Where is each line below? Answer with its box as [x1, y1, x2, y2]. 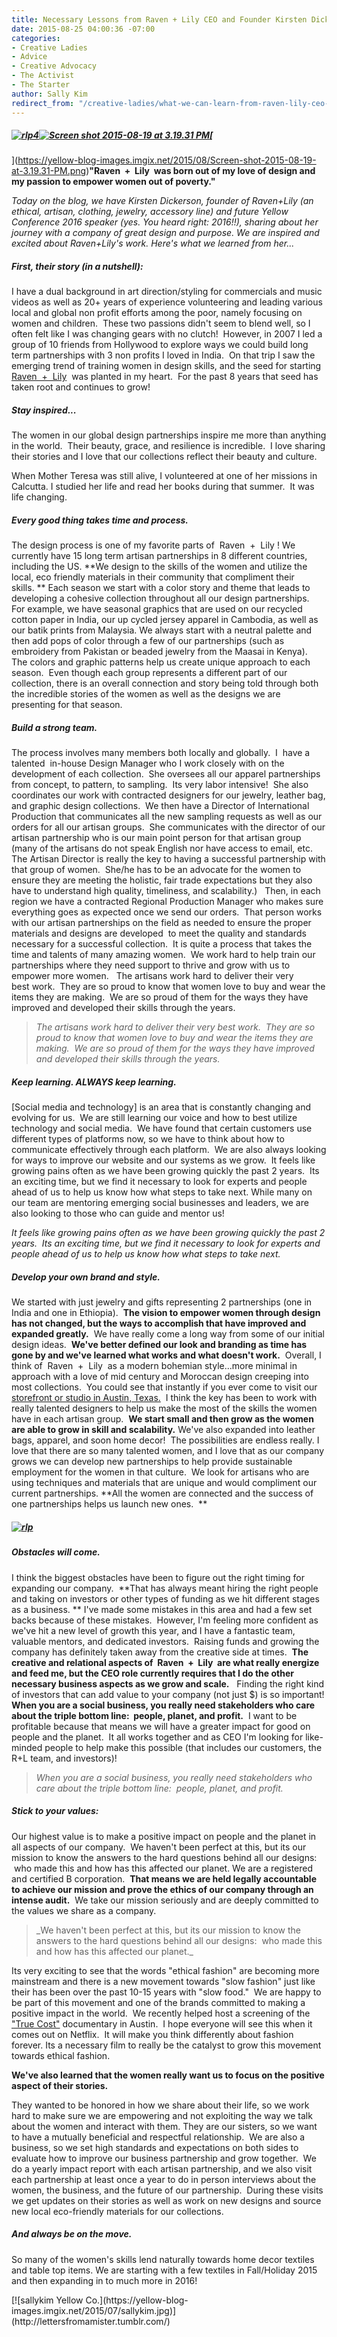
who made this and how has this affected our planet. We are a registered [13, 1862, 314, 1874]
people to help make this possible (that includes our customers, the [44, 1741, 323, 1753]
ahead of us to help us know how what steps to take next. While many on [11, 1186, 313, 1198]
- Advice [11, 52, 48, 62]
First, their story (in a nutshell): [11, 261, 144, 273]
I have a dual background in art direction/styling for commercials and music [11, 286, 323, 298]
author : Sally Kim [11, 89, 88, 99]
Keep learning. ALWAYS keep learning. [11, 1076, 177, 1088]
